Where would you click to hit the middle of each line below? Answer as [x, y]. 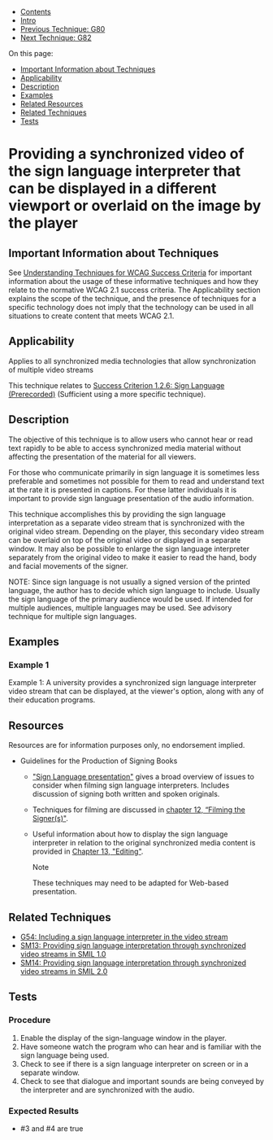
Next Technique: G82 [56, 37]
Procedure [30, 1020]
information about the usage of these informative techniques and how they [133, 281]
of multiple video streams [51, 369]
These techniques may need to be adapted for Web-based [130, 883]
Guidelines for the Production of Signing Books [99, 761]
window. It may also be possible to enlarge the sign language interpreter [129, 548]
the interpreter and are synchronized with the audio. [107, 1090]
